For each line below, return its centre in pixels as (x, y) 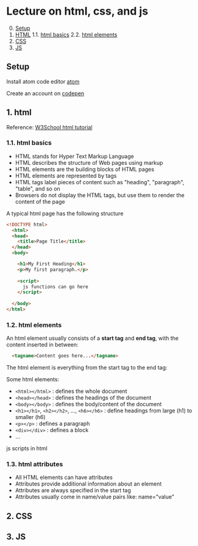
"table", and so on (38, 189)
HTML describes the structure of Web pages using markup (89, 162)
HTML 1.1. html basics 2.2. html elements (66, 34)
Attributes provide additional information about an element (88, 484)
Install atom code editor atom (43, 81)
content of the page (40, 201)
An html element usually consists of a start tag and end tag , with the (92, 338)
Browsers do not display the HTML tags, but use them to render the (100, 195)
